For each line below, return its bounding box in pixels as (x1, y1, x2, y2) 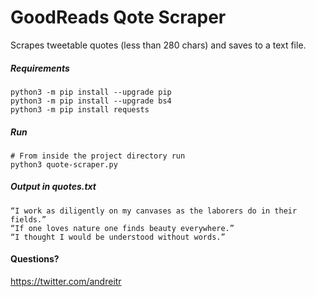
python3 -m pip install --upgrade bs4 (10, 96, 172, 106)
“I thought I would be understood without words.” (10, 232, 226, 242)
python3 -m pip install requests (10, 104, 150, 115)
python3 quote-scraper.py (10, 159, 118, 170)
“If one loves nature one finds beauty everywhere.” (10, 223, 235, 233)
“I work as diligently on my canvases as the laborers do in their (10, 206, 298, 216)
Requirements (10, 62, 70, 74)
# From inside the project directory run (10, 151, 186, 161)
